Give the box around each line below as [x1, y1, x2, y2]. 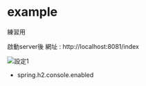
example [7, 4, 58, 20]
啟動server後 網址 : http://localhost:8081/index [7, 42, 140, 50]
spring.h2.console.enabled [17, 70, 94, 79]
